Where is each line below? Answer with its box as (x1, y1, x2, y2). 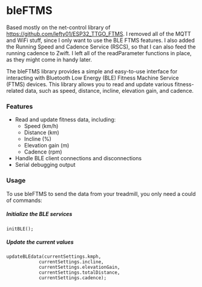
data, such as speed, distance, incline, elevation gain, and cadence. (25, 87, 194, 94)
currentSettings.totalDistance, (38, 269, 120, 276)
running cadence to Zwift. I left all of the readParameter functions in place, (6, 49, 192, 56)
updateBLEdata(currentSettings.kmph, (6, 254, 102, 260)
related (6, 87, 24, 94)
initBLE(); (6, 226, 34, 232)
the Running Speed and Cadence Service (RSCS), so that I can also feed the (6, 43, 197, 50)
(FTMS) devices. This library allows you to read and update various (6, 80, 174, 88)
